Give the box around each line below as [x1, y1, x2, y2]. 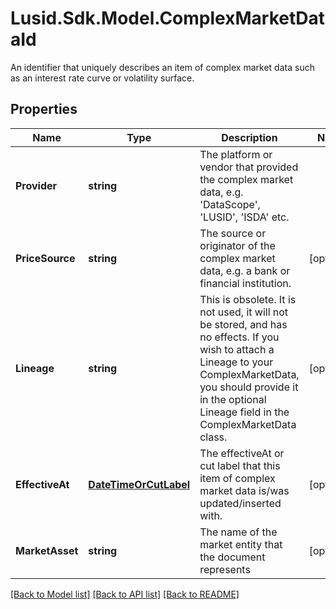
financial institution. [199, 276, 292, 290]
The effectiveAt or [199, 446, 285, 460]
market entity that [199, 537, 283, 551]
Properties [10, 101, 78, 118]
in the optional [199, 392, 267, 406]
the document [199, 550, 266, 564]
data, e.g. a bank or [199, 263, 291, 277]
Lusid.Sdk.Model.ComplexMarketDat [10, 7, 325, 30]
